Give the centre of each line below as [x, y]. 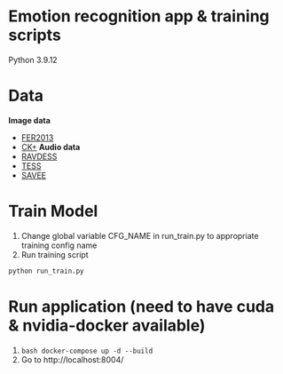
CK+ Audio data [51, 147]
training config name [59, 245]
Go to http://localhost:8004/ [72, 359]
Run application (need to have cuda [141, 306]
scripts [35, 35]
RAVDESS [39, 156]
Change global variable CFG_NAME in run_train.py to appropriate [140, 235]
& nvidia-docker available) [107, 325]
